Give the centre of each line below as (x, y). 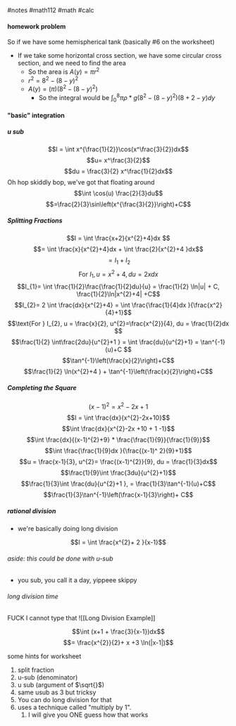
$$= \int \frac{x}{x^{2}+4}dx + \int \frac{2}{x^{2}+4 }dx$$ (118, 249)
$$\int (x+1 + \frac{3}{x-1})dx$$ (118, 632)
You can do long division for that (64, 700)
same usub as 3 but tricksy (57, 692)
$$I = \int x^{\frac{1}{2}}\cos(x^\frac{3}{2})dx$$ (118, 149)
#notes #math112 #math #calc (51, 10)
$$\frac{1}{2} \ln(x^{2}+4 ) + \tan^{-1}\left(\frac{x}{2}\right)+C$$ (118, 372)
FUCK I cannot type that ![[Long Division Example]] (81, 618)
